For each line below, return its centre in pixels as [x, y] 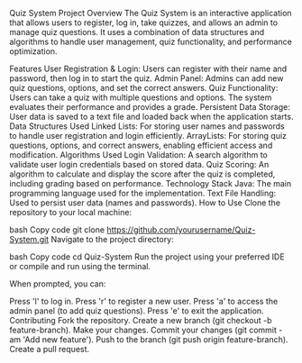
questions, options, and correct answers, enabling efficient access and [141, 145]
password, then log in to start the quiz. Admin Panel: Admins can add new [146, 78]
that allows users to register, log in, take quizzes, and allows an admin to [143, 23]
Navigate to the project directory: [112, 239]
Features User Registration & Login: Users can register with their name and [148, 68]
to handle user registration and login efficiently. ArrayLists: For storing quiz [148, 136]
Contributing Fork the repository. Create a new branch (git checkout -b [141, 320]
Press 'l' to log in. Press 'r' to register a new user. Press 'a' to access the [144, 301]
